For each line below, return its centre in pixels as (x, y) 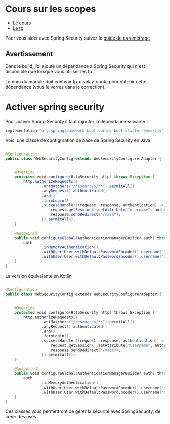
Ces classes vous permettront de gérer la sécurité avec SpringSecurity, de (83, 411)
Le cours (22, 23)
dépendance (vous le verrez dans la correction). (55, 87)
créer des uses (21, 417)
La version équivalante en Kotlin (38, 276)
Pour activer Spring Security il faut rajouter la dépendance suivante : (77, 121)
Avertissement (29, 54)
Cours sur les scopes (51, 9)
